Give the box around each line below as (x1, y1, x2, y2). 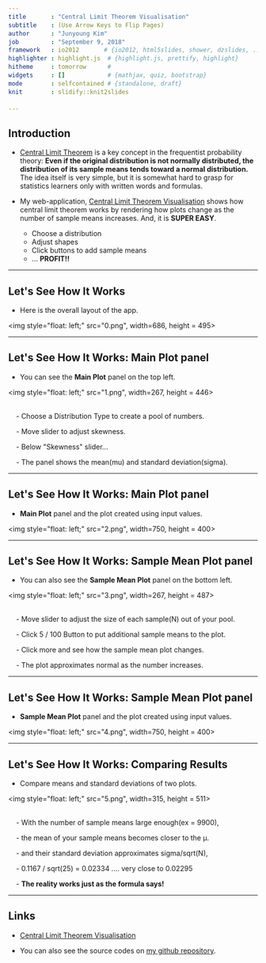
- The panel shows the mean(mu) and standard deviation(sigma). (15, 457, 228, 466)
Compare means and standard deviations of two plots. (19, 778, 197, 788)
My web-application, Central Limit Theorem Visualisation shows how (19, 196, 244, 206)
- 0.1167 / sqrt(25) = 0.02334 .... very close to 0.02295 (15, 864, 193, 874)
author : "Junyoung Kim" (8, 29, 108, 37)
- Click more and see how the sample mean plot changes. (15, 645, 204, 655)
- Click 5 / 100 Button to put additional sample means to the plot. (15, 630, 226, 639)
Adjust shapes (31, 238, 79, 247)
